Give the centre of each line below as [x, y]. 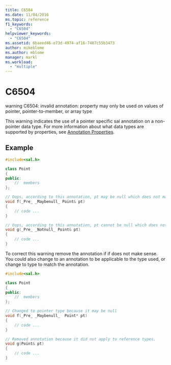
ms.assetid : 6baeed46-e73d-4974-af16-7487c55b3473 [60, 43]
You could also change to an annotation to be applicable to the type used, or [85, 259]
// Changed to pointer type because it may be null [61, 311]
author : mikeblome [25, 48]
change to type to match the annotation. [47, 264]
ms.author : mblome [25, 52]
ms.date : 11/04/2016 [27, 15]
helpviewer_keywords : [28, 34]
